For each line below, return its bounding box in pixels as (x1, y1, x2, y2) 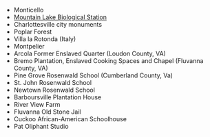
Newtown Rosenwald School (13, 86, 95, 94)
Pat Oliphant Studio (13, 123, 69, 130)
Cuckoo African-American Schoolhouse (13, 115, 127, 123)
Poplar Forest (13, 27, 52, 36)
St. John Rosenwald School (13, 79, 92, 86)
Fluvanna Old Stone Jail (13, 108, 81, 116)
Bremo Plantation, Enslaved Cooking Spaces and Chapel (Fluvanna (13, 57, 204, 64)
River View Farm (13, 101, 61, 108)
